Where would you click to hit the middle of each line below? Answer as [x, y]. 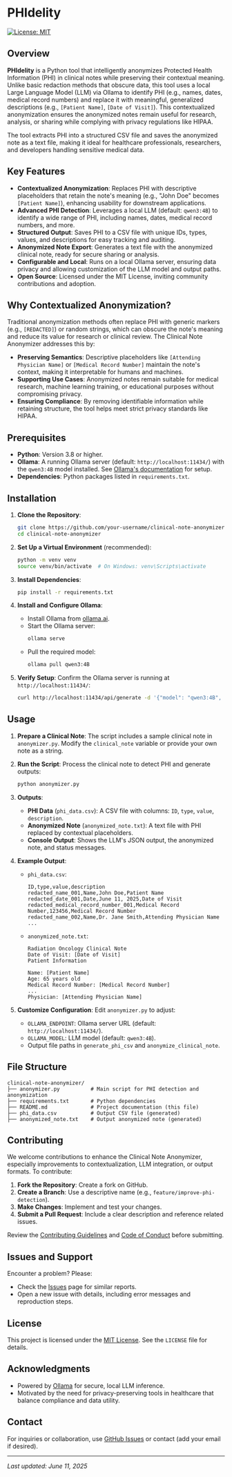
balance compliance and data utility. [68, 1400]
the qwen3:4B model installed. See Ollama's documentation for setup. [115, 469]
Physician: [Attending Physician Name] [85, 997]
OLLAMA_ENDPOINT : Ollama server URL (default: [92, 1023]
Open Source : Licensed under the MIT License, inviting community [113, 276]
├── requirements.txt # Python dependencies [81, 1101]
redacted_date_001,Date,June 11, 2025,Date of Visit [105, 899]
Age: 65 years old [54, 979]
